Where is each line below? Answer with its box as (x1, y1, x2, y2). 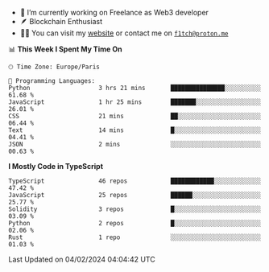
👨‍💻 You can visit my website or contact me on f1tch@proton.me (19, 28, 229, 38)
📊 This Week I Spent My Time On (8, 44, 122, 54)
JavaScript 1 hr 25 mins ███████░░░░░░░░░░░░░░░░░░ (8, 98, 262, 106)
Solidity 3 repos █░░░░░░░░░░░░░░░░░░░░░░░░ (8, 205, 262, 213)
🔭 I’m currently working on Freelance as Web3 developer (19, 8, 209, 17)
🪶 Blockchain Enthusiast (19, 17, 103, 26)
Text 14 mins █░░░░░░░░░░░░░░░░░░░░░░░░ (8, 126, 262, 134)
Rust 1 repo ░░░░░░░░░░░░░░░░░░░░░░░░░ (8, 233, 262, 241)
